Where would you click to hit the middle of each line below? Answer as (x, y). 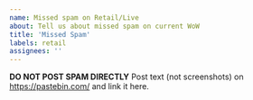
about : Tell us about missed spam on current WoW (105, 26)
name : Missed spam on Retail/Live (75, 18)
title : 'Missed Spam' (50, 34)
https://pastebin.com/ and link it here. (79, 86)
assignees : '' (36, 51)
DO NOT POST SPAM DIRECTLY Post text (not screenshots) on (126, 77)
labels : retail (38, 43)
